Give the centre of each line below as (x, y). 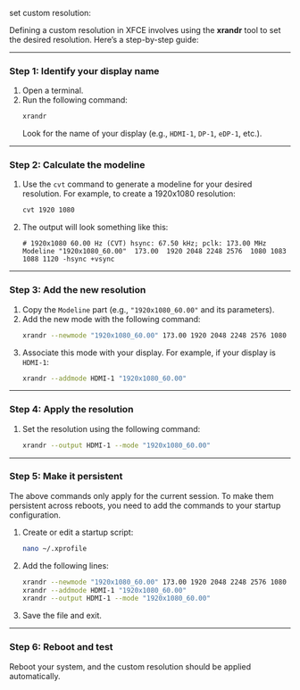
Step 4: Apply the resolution (71, 410)
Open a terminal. (53, 91)
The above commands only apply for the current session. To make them (142, 495)
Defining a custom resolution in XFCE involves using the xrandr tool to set (145, 30)
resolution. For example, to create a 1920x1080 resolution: (129, 194)
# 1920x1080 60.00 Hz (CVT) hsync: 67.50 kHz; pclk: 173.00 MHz (144, 244)
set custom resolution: (50, 13)
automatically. (35, 676)
